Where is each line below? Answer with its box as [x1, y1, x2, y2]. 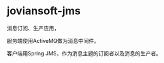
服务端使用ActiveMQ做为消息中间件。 [7, 37, 99, 44]
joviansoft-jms [7, 4, 81, 18]
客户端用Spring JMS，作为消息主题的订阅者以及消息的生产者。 [7, 49, 162, 57]
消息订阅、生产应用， [7, 24, 59, 31]
